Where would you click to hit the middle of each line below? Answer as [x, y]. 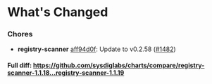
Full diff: [20, 65]
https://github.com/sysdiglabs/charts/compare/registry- [119, 65]
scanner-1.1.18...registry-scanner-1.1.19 [66, 73]
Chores [20, 34]
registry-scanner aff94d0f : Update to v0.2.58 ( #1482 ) [96, 49]
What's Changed [58, 12]
